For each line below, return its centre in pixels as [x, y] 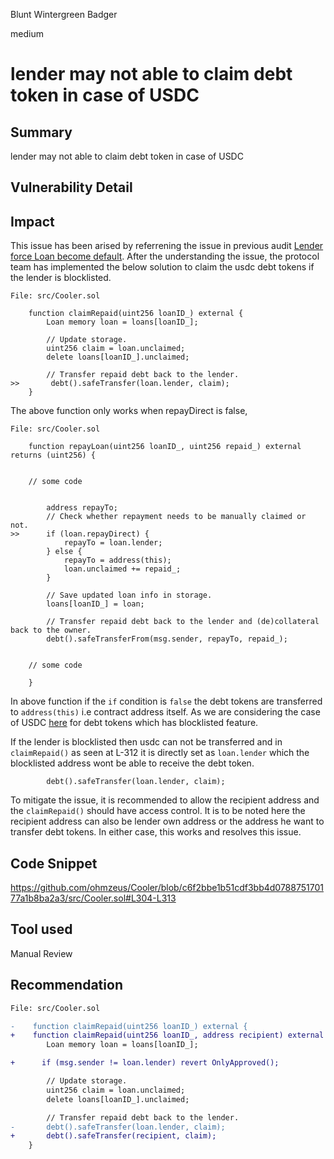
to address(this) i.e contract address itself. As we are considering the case [165, 712]
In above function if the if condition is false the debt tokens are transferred [166, 701]
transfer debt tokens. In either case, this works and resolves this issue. [156, 832]
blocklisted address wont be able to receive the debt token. [132, 763]
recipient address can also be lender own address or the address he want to [167, 821]
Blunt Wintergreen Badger [64, 14]
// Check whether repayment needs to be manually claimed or [176, 517]
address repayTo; [82, 508]
